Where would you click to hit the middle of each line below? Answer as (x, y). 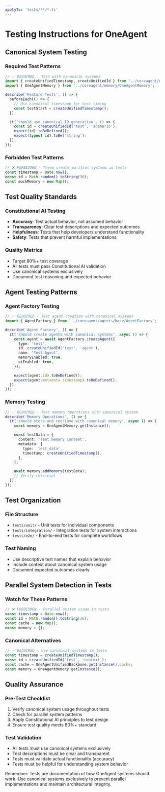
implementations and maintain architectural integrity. (58, 784)
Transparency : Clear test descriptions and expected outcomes (76, 227)
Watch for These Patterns (36, 599)
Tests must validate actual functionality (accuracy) (63, 759)
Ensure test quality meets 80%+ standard (54, 725)
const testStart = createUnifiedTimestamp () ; (61, 108)
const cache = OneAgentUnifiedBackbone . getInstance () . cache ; (69, 664)
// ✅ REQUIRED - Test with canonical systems (53, 76)
